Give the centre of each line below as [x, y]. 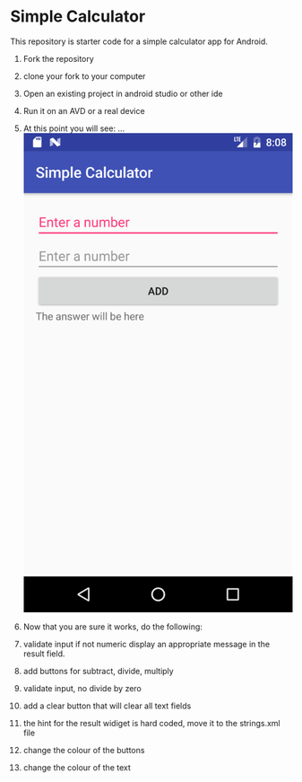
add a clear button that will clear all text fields [107, 706]
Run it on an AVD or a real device [84, 110]
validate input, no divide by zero [82, 688]
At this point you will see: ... [73, 128]
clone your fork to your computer [84, 76]
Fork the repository [59, 58]
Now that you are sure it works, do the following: [112, 627]
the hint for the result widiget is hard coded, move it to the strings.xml [151, 723]
